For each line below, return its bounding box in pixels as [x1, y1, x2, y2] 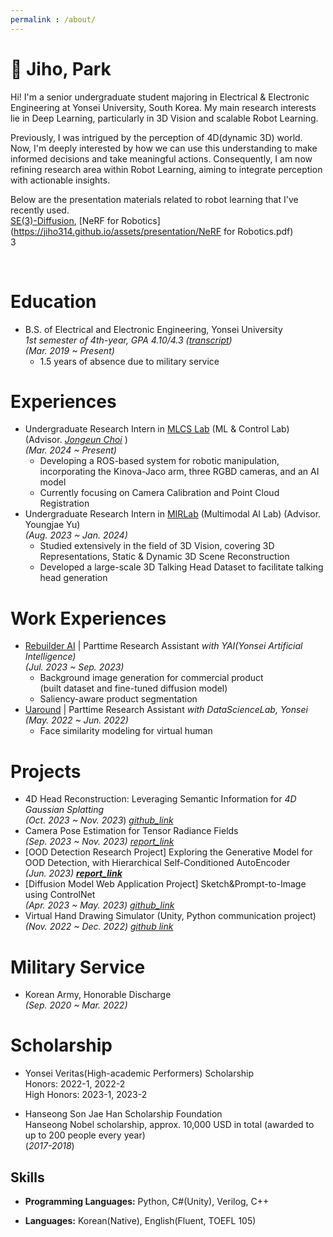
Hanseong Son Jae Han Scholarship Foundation [24, 1108, 223, 1120]
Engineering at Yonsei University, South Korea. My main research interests [10, 101, 317, 113]
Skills [10, 1169, 45, 1186]
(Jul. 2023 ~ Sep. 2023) [24, 661, 125, 673]
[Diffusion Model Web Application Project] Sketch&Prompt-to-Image [24, 878, 307, 890]
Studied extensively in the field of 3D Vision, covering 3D [39, 540, 275, 552]
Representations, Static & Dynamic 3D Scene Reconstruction [39, 551, 290, 563]
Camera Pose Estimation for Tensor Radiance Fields [24, 825, 239, 837]
